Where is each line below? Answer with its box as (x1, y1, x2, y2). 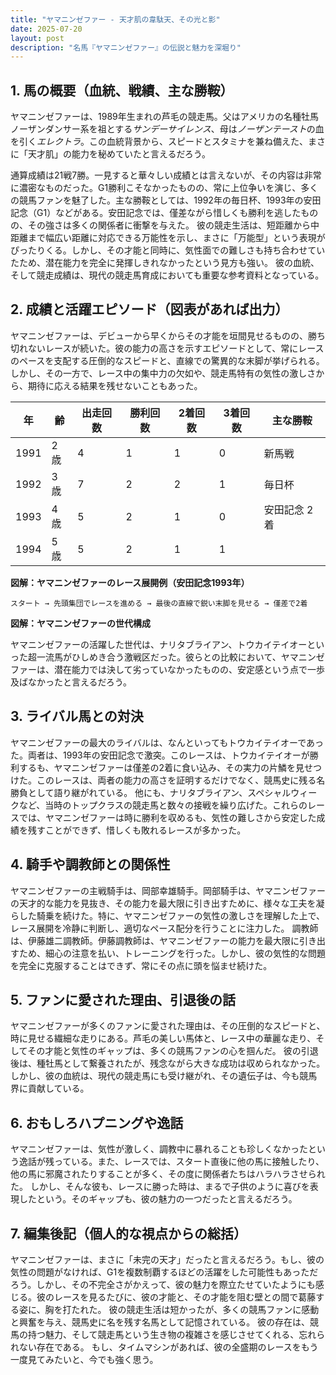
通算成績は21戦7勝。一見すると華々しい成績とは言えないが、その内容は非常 (10, 169, 322, 181)
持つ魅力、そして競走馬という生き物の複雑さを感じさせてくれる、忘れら (27, 1328, 326, 1340)
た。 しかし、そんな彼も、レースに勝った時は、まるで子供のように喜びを (10, 1181, 310, 1193)
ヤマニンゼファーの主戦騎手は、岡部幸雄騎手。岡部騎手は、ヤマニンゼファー (10, 884, 326, 896)
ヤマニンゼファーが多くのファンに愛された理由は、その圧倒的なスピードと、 (10, 1020, 326, 1032)
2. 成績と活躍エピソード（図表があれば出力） (10, 301, 289, 318)
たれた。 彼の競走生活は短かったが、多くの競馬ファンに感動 (71, 1303, 320, 1315)
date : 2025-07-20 (10, 24, 83, 34)
